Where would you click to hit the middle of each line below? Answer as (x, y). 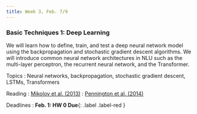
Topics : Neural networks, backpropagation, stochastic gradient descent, (96, 75)
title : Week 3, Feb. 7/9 (37, 12)
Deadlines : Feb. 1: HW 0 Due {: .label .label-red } (66, 105)
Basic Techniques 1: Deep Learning (58, 32)
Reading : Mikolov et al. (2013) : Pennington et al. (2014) (75, 93)
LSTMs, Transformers (33, 82)
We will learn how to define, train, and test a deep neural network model (95, 45)
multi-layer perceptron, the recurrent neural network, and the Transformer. (98, 64)
